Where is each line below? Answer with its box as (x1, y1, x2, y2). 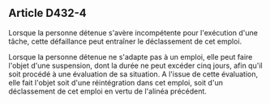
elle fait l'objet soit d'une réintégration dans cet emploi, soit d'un (8, 77, 223, 87)
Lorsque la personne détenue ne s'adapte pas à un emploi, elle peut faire (8, 52, 253, 61)
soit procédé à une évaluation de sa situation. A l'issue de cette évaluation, (8, 69, 259, 79)
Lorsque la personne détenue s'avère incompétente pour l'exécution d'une (8, 27, 258, 37)
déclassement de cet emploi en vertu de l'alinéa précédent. (8, 86, 207, 96)
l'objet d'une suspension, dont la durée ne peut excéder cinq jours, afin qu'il (8, 60, 263, 70)
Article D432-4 (8, 6, 87, 20)
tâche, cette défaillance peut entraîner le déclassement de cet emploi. (8, 36, 242, 46)
